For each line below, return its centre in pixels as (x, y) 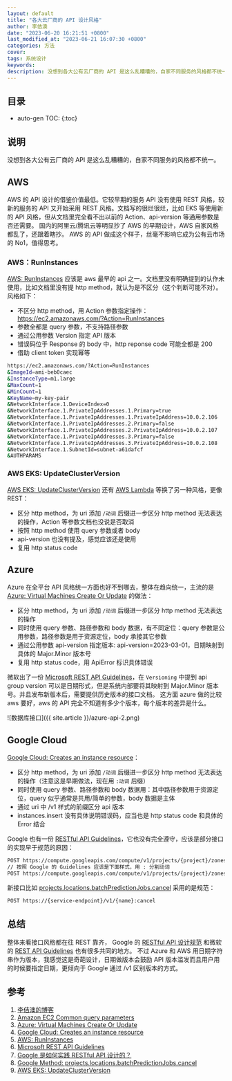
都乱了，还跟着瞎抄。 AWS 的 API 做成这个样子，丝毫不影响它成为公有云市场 (116, 234)
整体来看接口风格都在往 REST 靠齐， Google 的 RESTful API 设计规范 (105, 942)
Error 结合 (31, 824)
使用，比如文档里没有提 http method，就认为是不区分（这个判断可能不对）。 (115, 287)
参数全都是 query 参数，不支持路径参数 (73, 327)
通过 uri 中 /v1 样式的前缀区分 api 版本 (70, 807)
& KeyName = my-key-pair (38, 398)
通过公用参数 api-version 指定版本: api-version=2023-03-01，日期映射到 (120, 645)
